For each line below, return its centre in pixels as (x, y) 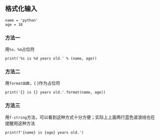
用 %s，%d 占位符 (20, 49)
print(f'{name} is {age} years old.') (44, 132)
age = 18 (14, 24)
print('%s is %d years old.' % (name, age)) (51, 59)
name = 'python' (21, 20)
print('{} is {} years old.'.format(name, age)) (55, 92)
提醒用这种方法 (20, 123)
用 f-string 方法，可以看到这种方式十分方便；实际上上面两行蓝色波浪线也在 (80, 117)
